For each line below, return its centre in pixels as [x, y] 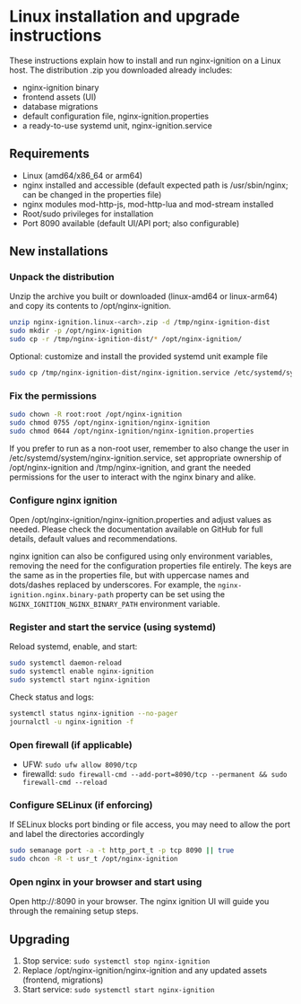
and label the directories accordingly [77, 834]
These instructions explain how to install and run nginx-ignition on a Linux [145, 60]
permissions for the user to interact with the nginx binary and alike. [133, 477]
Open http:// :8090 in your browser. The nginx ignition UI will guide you [139, 902]
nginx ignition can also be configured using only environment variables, [141, 556]
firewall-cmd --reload [64, 783]
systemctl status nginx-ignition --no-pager [94, 714]
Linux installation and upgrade [125, 17]
